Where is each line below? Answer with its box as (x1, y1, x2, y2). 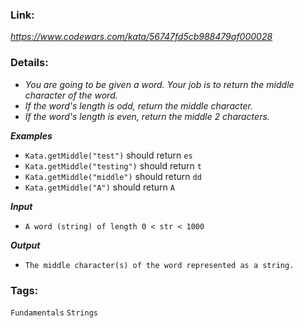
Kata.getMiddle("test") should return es (24, 149, 193, 161)
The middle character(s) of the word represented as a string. (24, 260, 295, 270)
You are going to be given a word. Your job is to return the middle (24, 78, 295, 90)
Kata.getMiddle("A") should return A (24, 181, 175, 193)
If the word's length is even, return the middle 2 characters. (24, 110, 270, 122)
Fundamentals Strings (10, 308, 98, 318)
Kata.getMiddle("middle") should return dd (24, 170, 202, 182)
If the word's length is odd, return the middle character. (24, 99, 253, 112)
